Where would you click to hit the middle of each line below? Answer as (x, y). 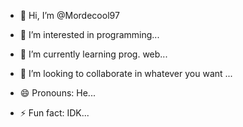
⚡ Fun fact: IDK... (54, 113)
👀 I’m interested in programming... (89, 34)
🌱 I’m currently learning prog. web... (93, 54)
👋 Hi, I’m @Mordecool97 (69, 15)
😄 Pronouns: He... (57, 93)
